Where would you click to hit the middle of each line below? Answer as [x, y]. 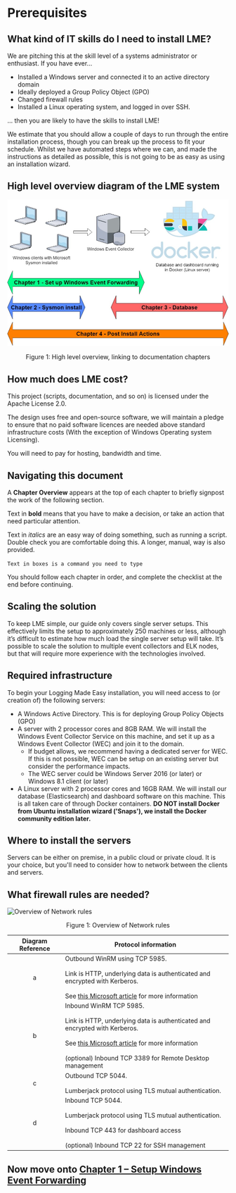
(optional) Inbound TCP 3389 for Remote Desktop [137, 1058]
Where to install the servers [69, 841]
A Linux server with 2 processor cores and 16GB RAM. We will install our [122, 788]
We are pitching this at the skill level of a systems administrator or [103, 56]
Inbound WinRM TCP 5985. [105, 1006]
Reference [35, 948]
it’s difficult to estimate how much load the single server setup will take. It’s [116, 638]
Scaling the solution [52, 607]
